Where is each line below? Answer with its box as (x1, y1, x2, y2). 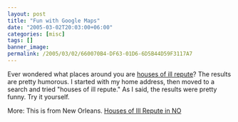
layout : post (7, 10, 46, 18)
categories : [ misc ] (7, 30, 66, 38)
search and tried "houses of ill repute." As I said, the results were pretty (7, 85, 217, 93)
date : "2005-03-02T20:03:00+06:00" (7, 24, 113, 31)
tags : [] (7, 37, 33, 44)
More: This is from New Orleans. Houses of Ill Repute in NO (7, 106, 182, 115)
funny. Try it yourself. (7, 92, 70, 101)
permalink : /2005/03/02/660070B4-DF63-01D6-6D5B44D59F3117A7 (7, 51, 193, 58)
